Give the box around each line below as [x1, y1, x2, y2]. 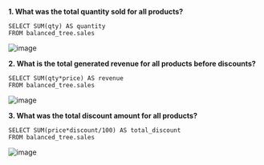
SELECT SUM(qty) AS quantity [8, 22, 106, 30]
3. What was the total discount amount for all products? [8, 111, 198, 120]
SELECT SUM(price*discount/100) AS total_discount [8, 127, 181, 135]
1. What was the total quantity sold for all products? [8, 7, 184, 16]
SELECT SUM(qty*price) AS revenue [8, 74, 124, 82]
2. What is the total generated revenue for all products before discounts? [8, 59, 257, 68]
